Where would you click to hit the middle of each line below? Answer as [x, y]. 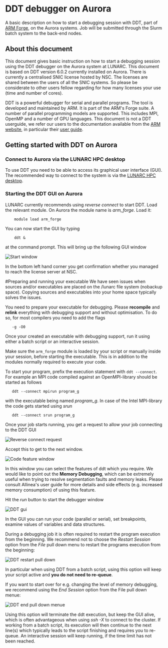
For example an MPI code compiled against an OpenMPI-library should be [81, 377]
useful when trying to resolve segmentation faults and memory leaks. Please [84, 479]
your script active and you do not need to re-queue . [59, 574]
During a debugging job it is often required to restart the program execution [83, 534]
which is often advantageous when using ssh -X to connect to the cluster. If [83, 619]
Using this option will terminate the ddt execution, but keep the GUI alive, [80, 614]
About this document [39, 49]
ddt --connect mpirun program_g [45, 391]
